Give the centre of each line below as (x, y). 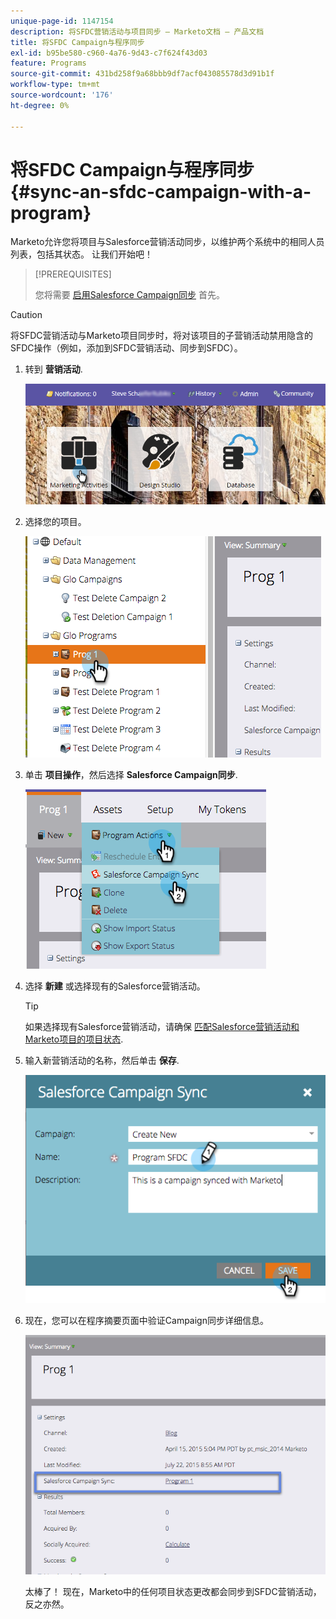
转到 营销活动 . (53, 369)
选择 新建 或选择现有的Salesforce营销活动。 (115, 986)
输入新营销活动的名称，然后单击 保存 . (102, 1060)
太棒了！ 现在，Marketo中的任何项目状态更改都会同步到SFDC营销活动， (173, 1592)
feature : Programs (48, 63)
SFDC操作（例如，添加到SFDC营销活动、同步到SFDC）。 (126, 348)
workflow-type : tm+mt (55, 85)
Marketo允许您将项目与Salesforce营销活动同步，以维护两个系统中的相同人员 (167, 242)
